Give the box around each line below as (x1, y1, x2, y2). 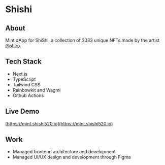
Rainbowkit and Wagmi (12, 87, 61, 93)
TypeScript (12, 76, 36, 82)
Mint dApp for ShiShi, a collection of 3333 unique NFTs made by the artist (5, 37, 160, 43)
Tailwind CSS (12, 81, 41, 87)
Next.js (12, 71, 28, 77)
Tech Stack (5, 57, 42, 66)
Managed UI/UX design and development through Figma (12, 154, 131, 160)
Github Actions (12, 92, 44, 98)
